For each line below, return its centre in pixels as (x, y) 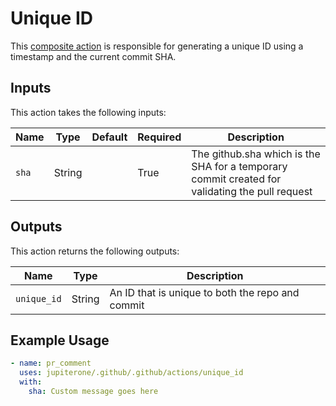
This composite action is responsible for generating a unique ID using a (157, 46)
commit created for (236, 179)
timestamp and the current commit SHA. (93, 56)
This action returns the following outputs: (95, 251)
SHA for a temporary (239, 166)
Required (159, 137)
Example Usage (60, 340)
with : (31, 382)
